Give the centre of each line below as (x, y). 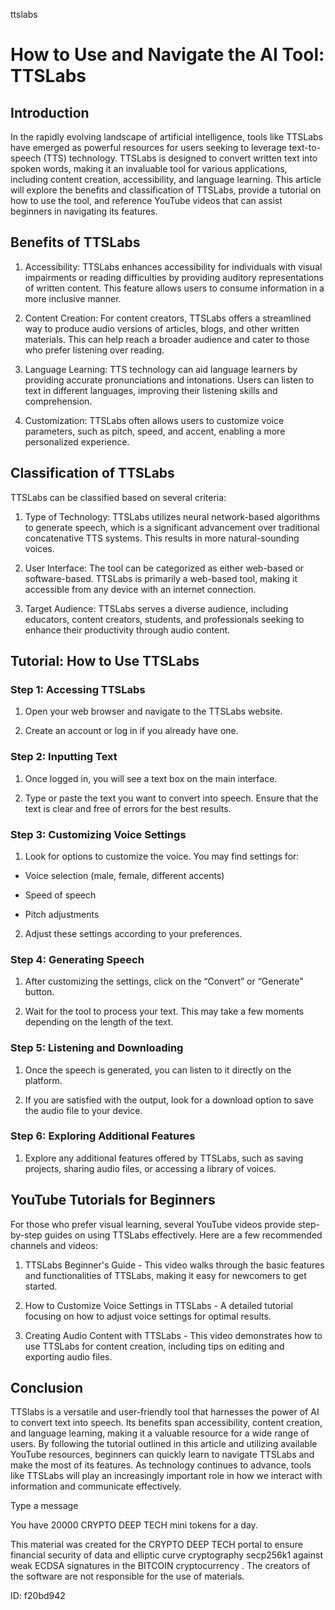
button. (39, 992)
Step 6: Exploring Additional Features (103, 1136)
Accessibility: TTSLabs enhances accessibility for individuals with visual (173, 266)
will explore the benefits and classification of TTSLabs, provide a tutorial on (166, 190)
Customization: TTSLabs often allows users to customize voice (154, 420)
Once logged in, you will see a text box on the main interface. (151, 778)
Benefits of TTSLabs (75, 242)
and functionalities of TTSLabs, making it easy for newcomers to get (165, 1275)
